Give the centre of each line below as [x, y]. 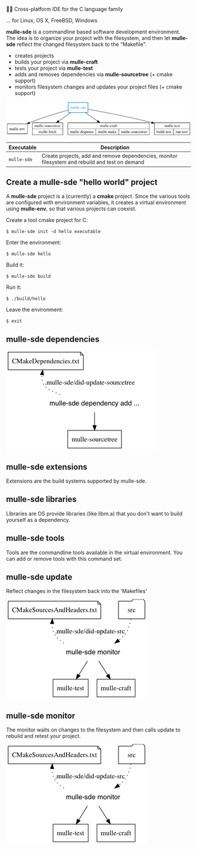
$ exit [14, 321]
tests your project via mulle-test [54, 68]
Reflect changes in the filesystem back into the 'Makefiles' [77, 591]
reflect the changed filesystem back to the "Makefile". [82, 44]
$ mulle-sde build [28, 277]
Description [115, 147]
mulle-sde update [39, 577]
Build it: [15, 265]
